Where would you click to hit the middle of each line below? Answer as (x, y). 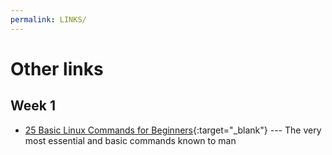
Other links (57, 68)
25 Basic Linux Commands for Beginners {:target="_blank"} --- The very (173, 130)
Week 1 (33, 106)
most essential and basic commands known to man (130, 140)
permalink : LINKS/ (48, 19)
